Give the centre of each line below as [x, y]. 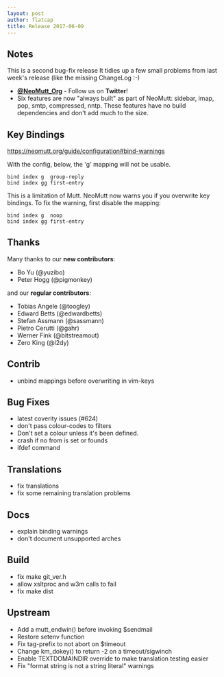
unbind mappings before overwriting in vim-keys [86, 381]
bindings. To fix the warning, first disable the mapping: [84, 203]
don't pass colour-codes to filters [64, 426]
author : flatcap [30, 20]
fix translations [38, 486]
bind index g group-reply [46, 177]
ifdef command [38, 448]
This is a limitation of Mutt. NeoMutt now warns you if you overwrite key [109, 195]
